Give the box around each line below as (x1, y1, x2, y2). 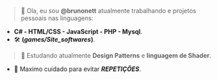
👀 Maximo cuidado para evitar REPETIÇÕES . (13, 65, 142, 73)
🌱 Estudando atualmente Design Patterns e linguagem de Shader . (20, 51, 212, 59)
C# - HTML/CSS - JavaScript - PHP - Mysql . (13, 28, 142, 35)
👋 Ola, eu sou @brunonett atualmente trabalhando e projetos (20, 7, 196, 15)
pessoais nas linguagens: (20, 14, 94, 22)
